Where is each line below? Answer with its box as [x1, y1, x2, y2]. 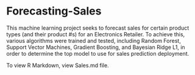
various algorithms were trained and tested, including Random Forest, [6, 37, 181, 44]
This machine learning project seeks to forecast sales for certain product [6, 24, 190, 31]
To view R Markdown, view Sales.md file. [6, 62, 109, 69]
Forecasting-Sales [6, 4, 102, 18]
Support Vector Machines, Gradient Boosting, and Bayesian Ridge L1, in [6, 44, 185, 51]
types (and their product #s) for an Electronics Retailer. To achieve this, [6, 30, 185, 37]
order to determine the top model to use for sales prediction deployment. [6, 50, 190, 57]
